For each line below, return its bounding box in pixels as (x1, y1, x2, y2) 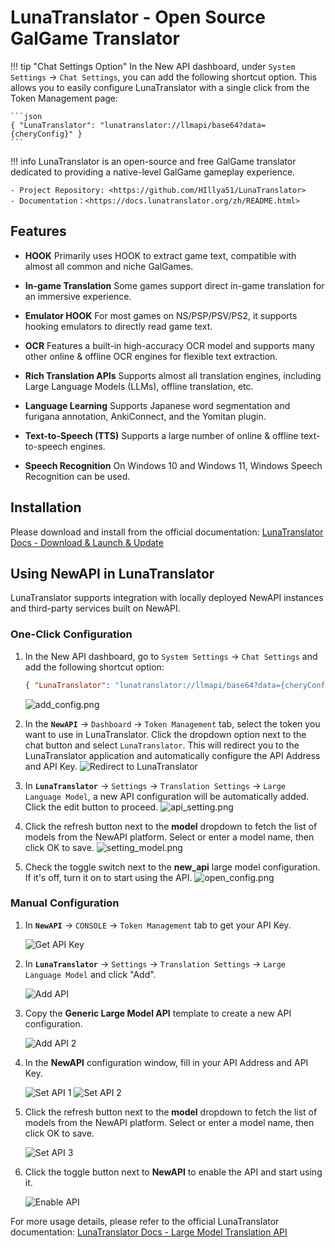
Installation (10, 499, 82, 516)
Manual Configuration (10, 896, 120, 910)
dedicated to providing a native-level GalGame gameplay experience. (10, 166, 296, 178)
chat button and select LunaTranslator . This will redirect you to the (24, 739, 300, 751)
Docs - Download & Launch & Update (10, 536, 164, 548)
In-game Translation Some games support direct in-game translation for (24, 279, 325, 291)
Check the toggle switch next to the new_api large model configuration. (24, 861, 321, 873)
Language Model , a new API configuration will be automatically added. (24, 790, 310, 802)
